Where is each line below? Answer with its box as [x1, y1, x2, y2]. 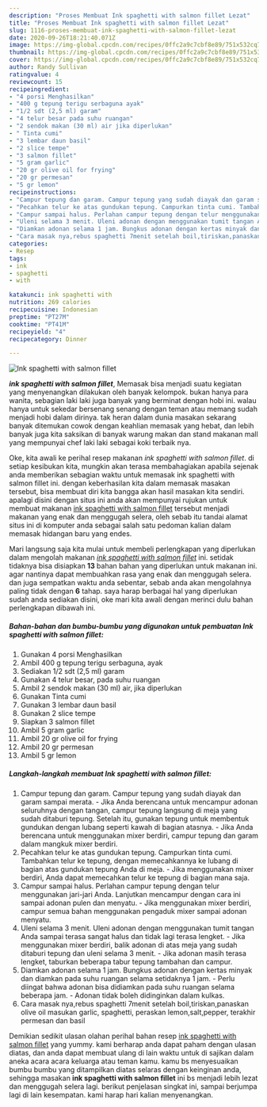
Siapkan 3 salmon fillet [20, 717, 95, 727]
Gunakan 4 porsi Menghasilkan [20, 650, 123, 660]
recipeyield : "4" [9, 328, 67, 336]
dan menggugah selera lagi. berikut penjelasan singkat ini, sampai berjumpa [9, 1082, 257, 1091]
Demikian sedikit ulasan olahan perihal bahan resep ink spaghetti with [9, 1031, 237, 1041]
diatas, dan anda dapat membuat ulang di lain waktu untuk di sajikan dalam [9, 1048, 254, 1058]
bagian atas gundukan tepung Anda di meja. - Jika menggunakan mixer [20, 865, 254, 874]
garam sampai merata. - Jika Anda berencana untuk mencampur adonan [20, 797, 258, 807]
